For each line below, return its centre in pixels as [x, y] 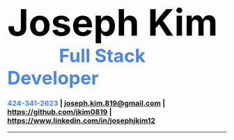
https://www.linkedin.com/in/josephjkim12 [81, 120]
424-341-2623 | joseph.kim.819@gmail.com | [86, 103]
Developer [53, 78]
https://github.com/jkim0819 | [60, 112]
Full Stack [102, 56]
